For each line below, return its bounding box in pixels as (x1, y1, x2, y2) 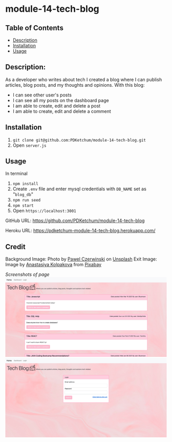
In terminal (5, 170, 28, 177)
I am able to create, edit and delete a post (12, 103, 101, 109)
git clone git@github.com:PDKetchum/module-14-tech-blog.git (12, 137, 146, 143)
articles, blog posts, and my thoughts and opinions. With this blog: (5, 82, 145, 88)
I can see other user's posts (12, 92, 72, 98)
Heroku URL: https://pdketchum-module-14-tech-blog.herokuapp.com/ (5, 228, 156, 234)
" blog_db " (12, 191, 33, 197)
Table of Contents (5, 24, 64, 32)
